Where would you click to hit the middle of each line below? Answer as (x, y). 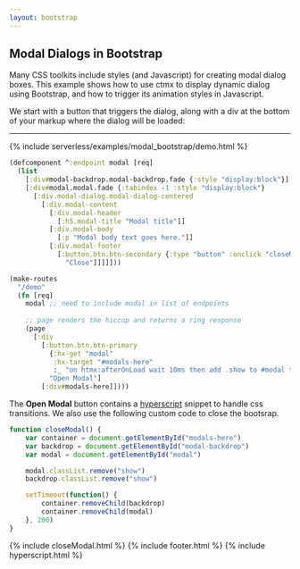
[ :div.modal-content (79, 205)
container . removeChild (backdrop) (104, 504)
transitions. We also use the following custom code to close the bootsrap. (144, 414)
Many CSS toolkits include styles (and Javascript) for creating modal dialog (148, 75)
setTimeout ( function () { (71, 495)
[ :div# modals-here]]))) (85, 387)
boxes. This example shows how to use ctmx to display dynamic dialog (140, 85)
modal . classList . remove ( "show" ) (85, 471)
